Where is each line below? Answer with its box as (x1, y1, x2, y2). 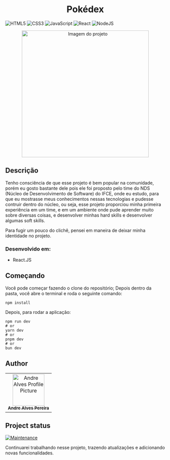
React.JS (12, 257, 32, 263)
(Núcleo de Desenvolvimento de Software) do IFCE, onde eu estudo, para (5, 190, 159, 196)
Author (5, 359, 28, 368)
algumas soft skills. (5, 217, 46, 224)
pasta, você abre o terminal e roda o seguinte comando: (5, 290, 123, 296)
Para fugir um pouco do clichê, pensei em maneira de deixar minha (5, 227, 146, 233)
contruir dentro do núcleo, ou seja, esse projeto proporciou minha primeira (5, 201, 161, 207)
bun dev (5, 345, 22, 350)
